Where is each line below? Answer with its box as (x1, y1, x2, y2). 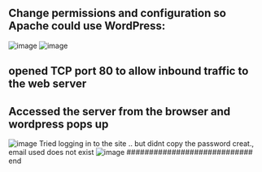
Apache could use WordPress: (8, 19, 166, 33)
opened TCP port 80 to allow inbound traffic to (8, 64, 249, 78)
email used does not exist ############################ (8, 148, 254, 157)
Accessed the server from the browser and (8, 105, 231, 118)
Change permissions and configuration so (8, 6, 226, 20)
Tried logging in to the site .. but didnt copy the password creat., (39, 139, 255, 148)
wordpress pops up (8, 117, 109, 131)
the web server (8, 77, 87, 91)
